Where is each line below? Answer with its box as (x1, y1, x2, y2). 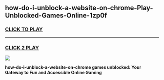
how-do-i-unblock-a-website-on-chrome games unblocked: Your (5, 64, 142, 70)
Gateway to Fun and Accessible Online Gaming (5, 69, 102, 75)
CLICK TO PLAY (5, 26, 43, 33)
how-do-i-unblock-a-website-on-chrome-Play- (5, 4, 153, 12)
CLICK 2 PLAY (5, 44, 39, 51)
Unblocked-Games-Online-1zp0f (5, 12, 107, 20)
